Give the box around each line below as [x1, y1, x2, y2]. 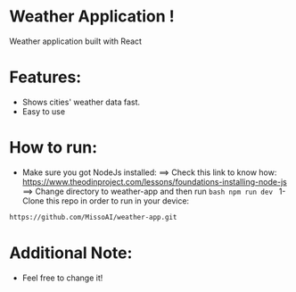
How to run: [9, 138, 98, 158]
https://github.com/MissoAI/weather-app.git [9, 213, 177, 221]
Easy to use [21, 105, 65, 117]
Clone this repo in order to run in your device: [21, 195, 190, 206]
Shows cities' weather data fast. [21, 96, 141, 107]
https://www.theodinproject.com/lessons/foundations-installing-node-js [21, 176, 287, 187]
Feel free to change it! [21, 272, 103, 283]
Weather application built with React [9, 36, 143, 46]
